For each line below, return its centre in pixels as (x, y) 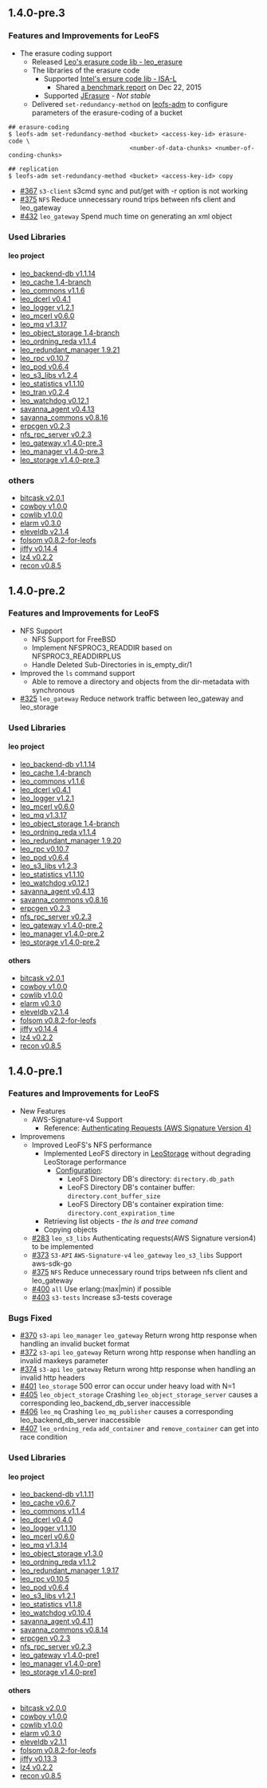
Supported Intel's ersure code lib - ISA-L (110, 78)
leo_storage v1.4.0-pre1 (58, 1672)
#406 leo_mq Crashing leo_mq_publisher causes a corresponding (126, 1412)
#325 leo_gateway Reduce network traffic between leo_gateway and (132, 698)
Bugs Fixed (30, 1318)
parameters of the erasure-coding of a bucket (107, 112)
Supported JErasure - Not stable (97, 96)
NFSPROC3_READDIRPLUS (77, 656)
